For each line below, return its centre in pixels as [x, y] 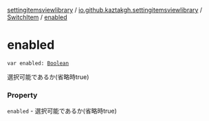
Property [22, 95]
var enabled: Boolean [38, 63]
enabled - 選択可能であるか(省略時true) [62, 111]
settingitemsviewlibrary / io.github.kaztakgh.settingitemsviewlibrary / [105, 10]
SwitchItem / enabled [37, 17]
